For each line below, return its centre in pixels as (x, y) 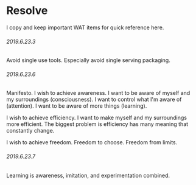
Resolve (27, 11)
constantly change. (30, 131)
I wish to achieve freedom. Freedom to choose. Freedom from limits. (92, 142)
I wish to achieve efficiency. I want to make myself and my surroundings (97, 118)
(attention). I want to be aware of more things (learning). (77, 106)
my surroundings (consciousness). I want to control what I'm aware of (94, 99)
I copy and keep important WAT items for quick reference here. (85, 27)
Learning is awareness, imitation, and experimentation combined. (88, 175)
